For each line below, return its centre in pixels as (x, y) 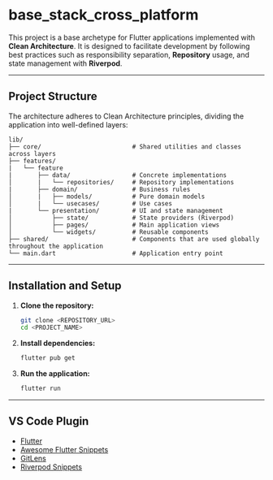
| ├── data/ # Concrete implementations (118, 175)
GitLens (33, 458)
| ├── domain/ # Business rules (100, 189)
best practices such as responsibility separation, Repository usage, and (129, 54)
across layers (32, 154)
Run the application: (55, 374)
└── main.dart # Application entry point (116, 253)
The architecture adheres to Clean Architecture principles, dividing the (126, 116)
